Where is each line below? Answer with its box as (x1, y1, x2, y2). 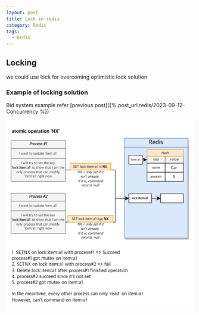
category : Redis (6, 22, 46, 28)
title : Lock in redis (6, 15, 60, 22)
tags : (6, 29, 20, 35)
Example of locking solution (6, 88, 88, 96)
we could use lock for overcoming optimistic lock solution (6, 73, 148, 80)
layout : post (6, 10, 39, 15)
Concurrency (6, 108, 39, 116)
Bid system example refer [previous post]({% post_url (6, 102, 138, 109)
